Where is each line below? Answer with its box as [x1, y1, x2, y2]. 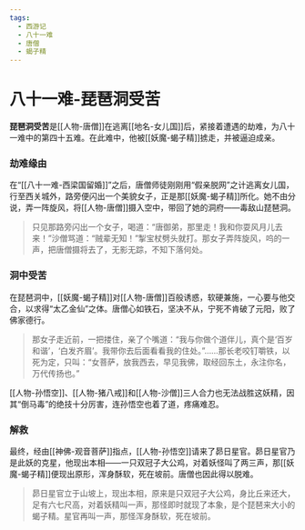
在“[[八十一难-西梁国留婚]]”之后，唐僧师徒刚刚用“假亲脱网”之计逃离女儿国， [9, 179, 294, 191]
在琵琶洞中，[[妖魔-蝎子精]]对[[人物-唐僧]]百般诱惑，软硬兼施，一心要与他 [9, 292, 288, 303]
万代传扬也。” [31, 367, 80, 378]
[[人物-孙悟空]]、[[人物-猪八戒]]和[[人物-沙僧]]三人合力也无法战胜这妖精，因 [9, 387, 295, 398]
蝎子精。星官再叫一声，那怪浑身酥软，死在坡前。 [31, 510, 216, 521]
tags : [9, 13, 30, 23]
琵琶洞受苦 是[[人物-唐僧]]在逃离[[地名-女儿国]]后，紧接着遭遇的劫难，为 [9, 121, 280, 132]
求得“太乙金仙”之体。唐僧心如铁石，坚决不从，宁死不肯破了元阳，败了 [33, 303, 296, 314]
